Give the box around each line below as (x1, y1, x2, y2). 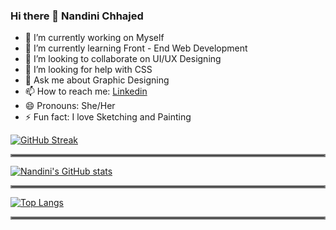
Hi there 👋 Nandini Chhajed (10, 9, 144, 23)
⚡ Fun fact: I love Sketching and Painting (24, 111, 192, 123)
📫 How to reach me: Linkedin (24, 85, 148, 98)
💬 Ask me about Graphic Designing (24, 74, 170, 86)
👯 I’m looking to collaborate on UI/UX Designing (24, 53, 222, 65)
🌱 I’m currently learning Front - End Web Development (24, 42, 248, 54)
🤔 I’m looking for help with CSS (24, 64, 153, 76)
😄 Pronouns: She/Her (24, 100, 116, 112)
